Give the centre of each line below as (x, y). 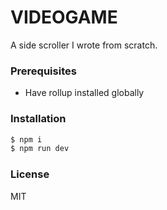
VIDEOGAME (64, 17)
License (30, 174)
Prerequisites (43, 71)
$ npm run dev (40, 149)
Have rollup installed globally (84, 93)
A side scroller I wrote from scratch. (84, 45)
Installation (38, 119)
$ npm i (26, 139)
